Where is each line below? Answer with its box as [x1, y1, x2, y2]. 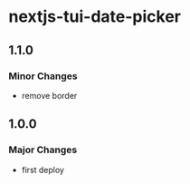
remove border [21, 90, 78, 101]
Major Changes [8, 143, 78, 156]
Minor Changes [8, 70, 78, 82]
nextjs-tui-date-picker [8, 6, 182, 27]
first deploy [21, 164, 65, 175]
